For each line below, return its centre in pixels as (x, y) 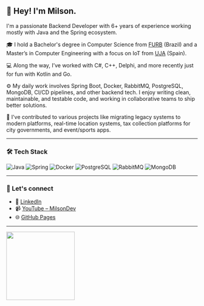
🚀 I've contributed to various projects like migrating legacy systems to (93, 117)
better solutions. (27, 105)
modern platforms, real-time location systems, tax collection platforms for (98, 123)
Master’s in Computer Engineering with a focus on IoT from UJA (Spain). (97, 53)
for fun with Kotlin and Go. (39, 74)
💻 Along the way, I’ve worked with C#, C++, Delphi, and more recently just (100, 65)
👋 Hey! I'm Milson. (42, 11)
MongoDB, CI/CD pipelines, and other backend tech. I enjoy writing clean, (99, 92)
